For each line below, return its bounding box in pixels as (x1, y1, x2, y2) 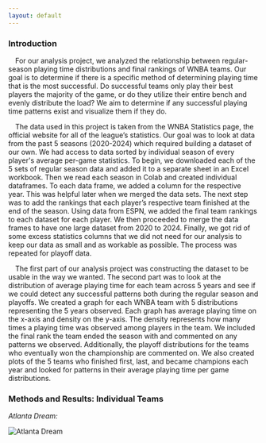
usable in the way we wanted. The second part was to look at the (8, 272, 222, 282)
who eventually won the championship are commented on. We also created (8, 348, 255, 357)
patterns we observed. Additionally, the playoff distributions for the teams (8, 339, 249, 349)
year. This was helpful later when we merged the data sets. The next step (8, 189, 249, 198)
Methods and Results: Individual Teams (8, 393, 164, 404)
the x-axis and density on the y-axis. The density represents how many (8, 314, 241, 324)
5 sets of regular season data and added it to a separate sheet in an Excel (8, 164, 249, 173)
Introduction (8, 37, 57, 48)
